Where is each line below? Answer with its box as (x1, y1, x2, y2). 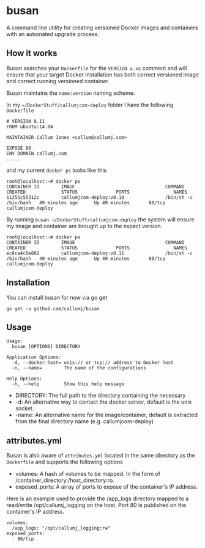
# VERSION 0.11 (6, 118, 45, 124)
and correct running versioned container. (6, 77, 110, 84)
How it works (6, 48, 58, 59)
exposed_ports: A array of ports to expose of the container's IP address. (15, 483, 198, 491)
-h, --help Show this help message (12, 381, 124, 387)
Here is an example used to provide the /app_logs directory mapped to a (6, 495, 189, 502)
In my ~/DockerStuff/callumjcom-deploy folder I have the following (6, 101, 174, 108)
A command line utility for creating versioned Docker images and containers (6, 24, 198, 31)
